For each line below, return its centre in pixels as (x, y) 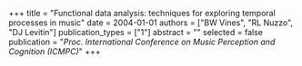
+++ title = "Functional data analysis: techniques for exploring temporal (142, 13)
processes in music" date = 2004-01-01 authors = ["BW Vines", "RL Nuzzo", (151, 23)
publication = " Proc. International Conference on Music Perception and (142, 42)
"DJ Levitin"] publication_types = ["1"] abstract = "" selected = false (136, 32)
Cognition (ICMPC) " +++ (55, 52)
